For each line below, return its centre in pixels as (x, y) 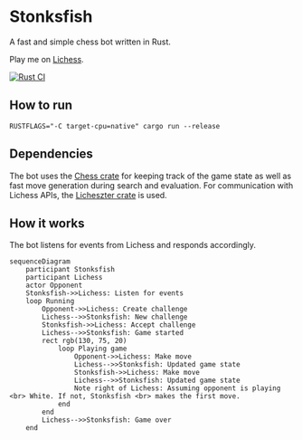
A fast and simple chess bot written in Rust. (90, 42)
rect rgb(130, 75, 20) (85, 341)
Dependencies (51, 154)
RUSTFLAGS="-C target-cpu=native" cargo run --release (115, 126)
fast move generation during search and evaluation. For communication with (151, 185)
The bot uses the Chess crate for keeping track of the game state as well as (151, 176)
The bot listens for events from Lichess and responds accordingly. (132, 245)
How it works (47, 223)
